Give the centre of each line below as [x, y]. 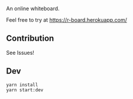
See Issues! [20, 52]
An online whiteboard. [33, 9]
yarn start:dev [25, 90]
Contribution [30, 39]
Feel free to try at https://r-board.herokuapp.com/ [66, 20]
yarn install [22, 85]
